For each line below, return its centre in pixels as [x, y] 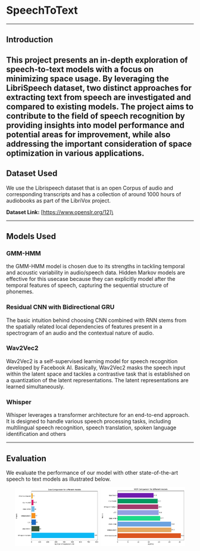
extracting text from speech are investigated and [99, 97]
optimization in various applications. [75, 153]
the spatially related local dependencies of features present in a [84, 326]
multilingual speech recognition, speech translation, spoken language [91, 428]
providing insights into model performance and [95, 125]
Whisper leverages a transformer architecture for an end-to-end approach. [98, 415]
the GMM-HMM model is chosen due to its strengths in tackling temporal [96, 267]
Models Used [31, 236]
